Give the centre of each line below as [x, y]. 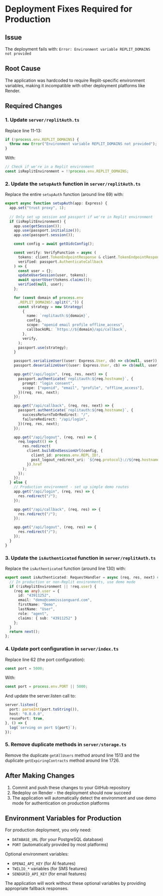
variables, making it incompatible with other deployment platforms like [75, 85]
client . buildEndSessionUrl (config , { [65, 451]
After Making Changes [40, 776]
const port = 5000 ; [25, 668]
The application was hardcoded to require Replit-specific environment [75, 80]
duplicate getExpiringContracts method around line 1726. [62, 760]
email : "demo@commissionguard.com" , [55, 600]
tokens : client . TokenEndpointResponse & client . [68, 257]
